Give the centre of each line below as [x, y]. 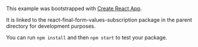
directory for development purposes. [51, 26]
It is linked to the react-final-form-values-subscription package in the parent [99, 20]
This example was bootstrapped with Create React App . [74, 9]
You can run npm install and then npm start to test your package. [87, 37]
